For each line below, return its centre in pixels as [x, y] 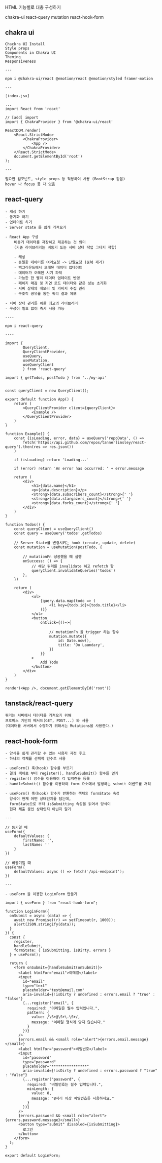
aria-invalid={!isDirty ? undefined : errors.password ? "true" [90, 1071]
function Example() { [27, 434]
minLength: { [40, 1089]
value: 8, [41, 1093]
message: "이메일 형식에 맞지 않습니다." [68, 1022]
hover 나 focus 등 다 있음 [30, 184]
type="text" [35, 986]
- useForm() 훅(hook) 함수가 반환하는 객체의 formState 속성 [62, 794]
